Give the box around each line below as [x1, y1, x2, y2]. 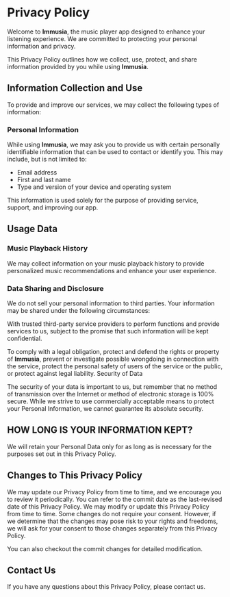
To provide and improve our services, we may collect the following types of [7, 101, 220, 109]
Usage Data [7, 223, 58, 235]
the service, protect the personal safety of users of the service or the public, [7, 362, 223, 370]
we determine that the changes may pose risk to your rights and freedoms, [7, 517, 218, 525]
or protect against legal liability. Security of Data [7, 370, 143, 378]
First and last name [16, 176, 71, 184]
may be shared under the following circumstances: [7, 307, 151, 315]
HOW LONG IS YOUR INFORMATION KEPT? [7, 424, 193, 436]
